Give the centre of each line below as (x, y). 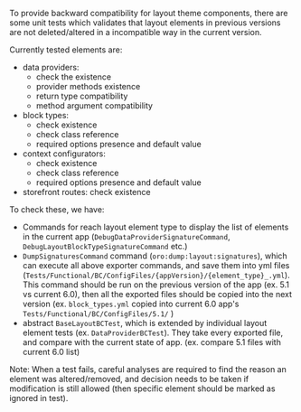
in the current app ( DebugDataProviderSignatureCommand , (126, 237)
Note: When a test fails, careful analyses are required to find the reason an (148, 369)
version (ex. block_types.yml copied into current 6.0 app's (131, 304)
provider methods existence (88, 86)
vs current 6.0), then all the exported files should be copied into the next (157, 294)
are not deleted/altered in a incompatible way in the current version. (136, 32)
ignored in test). (39, 398)
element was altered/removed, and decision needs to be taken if (129, 379)
